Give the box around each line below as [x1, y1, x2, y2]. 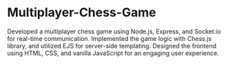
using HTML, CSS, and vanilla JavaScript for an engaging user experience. [7, 49, 219, 57]
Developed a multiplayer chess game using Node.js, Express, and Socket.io [7, 27, 222, 35]
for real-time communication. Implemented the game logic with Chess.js [7, 34, 212, 42]
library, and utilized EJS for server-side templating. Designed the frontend [7, 42, 217, 50]
